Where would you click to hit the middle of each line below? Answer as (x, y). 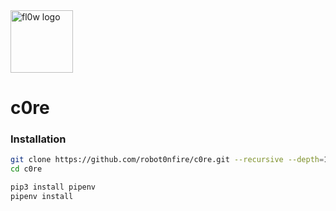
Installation (38, 139)
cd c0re (26, 169)
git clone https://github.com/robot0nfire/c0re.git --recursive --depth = (167, 160)
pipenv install (42, 197)
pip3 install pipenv (53, 187)
